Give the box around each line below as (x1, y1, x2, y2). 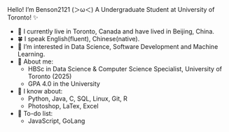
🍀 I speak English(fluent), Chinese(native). (17, 35, 140, 43)
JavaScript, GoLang (27, 117, 85, 125)
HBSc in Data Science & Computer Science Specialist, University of (27, 65, 223, 73)
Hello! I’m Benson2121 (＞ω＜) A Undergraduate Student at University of (7, 6, 215, 13)
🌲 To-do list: (17, 110, 53, 117)
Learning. (17, 50, 46, 58)
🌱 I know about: (17, 87, 63, 95)
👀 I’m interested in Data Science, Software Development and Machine (17, 43, 218, 50)
